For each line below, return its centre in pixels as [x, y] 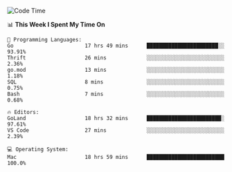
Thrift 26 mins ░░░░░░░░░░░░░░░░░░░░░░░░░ [116, 58]
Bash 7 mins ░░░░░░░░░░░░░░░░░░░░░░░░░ [116, 94]
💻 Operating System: [38, 149]
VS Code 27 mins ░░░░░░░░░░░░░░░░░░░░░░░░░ [116, 131]
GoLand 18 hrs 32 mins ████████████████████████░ [116, 118]
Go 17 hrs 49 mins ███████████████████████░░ [116, 46]
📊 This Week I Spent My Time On [56, 25]
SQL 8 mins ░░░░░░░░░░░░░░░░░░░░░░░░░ [116, 82]
